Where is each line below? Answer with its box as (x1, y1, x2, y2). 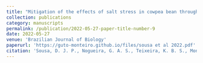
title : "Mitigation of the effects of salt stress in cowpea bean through (6, 8, 199, 15)
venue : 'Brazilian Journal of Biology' (6, 37, 107, 43)
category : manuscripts (6, 20, 63, 26)
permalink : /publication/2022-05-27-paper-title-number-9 (6, 25, 155, 32)
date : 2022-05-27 (6, 31, 50, 37)
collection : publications (6, 14, 71, 20)
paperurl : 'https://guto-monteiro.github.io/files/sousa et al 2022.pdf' (6, 43, 196, 49)
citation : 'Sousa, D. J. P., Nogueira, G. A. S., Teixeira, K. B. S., (6, 48, 188, 54)
